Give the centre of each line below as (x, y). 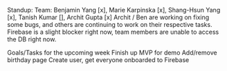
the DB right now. (32, 39)
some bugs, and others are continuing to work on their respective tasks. (110, 24)
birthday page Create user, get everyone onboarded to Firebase (98, 60)
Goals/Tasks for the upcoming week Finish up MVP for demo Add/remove (112, 52)
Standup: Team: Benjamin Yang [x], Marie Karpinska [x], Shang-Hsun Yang (114, 10)
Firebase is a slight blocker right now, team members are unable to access (113, 32)
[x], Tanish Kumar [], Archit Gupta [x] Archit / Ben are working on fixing (108, 17)
